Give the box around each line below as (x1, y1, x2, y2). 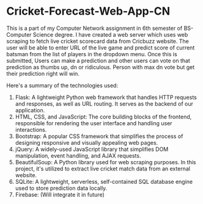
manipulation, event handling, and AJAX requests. (15, 151, 141, 159)
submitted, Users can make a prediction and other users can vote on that (6, 57, 191, 64)
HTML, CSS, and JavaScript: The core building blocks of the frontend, (15, 113, 192, 120)
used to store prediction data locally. (15, 184, 108, 192)
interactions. (15, 126, 47, 133)
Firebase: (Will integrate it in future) (15, 191, 105, 198)
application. (15, 106, 45, 114)
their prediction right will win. (6, 70, 79, 77)
